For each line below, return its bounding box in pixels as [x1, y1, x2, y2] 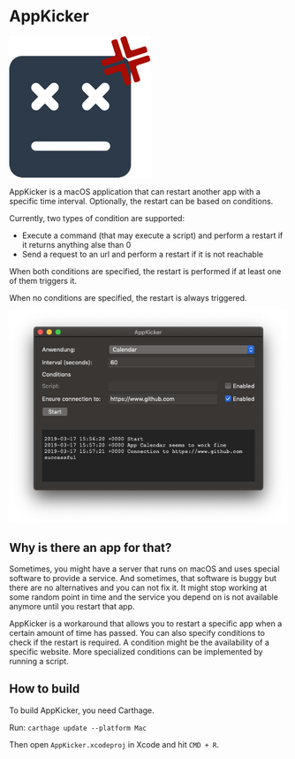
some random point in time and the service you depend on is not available [9, 591, 278, 602]
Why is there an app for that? [9, 540, 172, 555]
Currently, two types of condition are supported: [9, 212, 185, 223]
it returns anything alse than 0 [21, 239, 132, 249]
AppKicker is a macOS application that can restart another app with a [9, 186, 261, 196]
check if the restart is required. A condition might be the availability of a [9, 637, 269, 648]
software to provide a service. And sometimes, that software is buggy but [9, 572, 276, 583]
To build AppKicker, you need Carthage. [9, 705, 155, 716]
